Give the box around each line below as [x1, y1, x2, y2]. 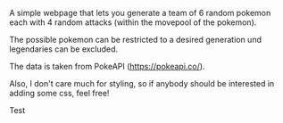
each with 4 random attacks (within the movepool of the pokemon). [9, 17, 257, 28]
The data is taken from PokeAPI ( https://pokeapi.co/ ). [9, 61, 205, 71]
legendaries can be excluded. [9, 44, 119, 54]
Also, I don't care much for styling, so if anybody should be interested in [9, 78, 275, 88]
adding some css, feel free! [9, 88, 110, 98]
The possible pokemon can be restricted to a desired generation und [9, 35, 262, 45]
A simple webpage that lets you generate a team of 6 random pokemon [9, 8, 271, 18]
